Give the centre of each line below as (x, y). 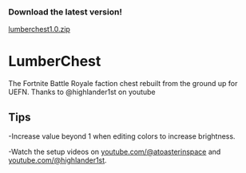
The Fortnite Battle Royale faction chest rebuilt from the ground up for (123, 84)
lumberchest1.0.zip (39, 29)
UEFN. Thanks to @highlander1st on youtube (82, 92)
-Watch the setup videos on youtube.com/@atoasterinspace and (115, 152)
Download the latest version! (65, 12)
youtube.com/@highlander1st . (58, 160)
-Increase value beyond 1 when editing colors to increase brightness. (122, 136)
